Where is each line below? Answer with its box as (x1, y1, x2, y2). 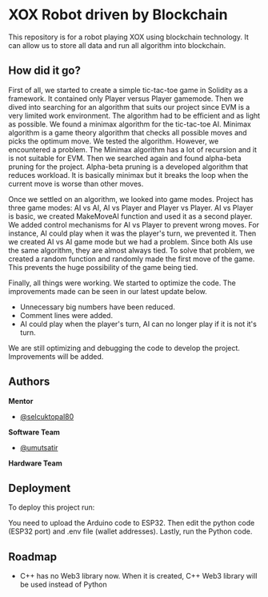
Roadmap (8, 550, 58, 563)
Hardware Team (8, 458, 62, 468)
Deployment (8, 481, 71, 494)
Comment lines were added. (19, 310, 114, 320)
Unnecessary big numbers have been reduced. (19, 302, 176, 312)
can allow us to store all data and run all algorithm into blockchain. (8, 40, 226, 50)
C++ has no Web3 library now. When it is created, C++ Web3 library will (19, 571, 258, 581)
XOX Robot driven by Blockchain (8, 6, 228, 24)
